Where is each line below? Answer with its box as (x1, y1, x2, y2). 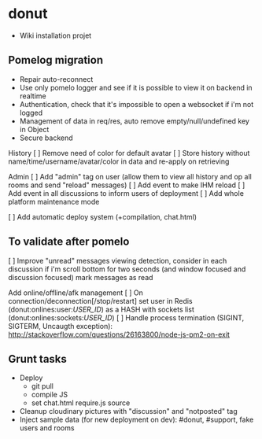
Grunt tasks (8, 352, 67, 366)
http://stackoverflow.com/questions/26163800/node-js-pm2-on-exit (8, 330, 231, 339)
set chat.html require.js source (31, 398, 131, 408)
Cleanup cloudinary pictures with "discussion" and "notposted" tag (19, 407, 238, 416)
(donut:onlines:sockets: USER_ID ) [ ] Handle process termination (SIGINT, (8, 312, 245, 323)
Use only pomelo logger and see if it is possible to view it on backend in (19, 83, 253, 92)
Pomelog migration (8, 53, 104, 67)
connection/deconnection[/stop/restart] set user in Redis (8, 296, 193, 305)
